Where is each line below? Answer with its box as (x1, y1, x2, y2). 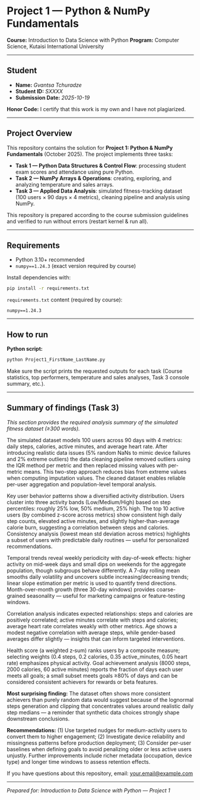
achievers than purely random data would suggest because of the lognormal (7, 696, 194, 703)
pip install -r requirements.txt (7, 285, 90, 292)
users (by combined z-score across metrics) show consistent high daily (7, 511, 182, 518)
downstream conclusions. (7, 715, 70, 722)
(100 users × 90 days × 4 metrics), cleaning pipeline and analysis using (15, 193, 190, 200)
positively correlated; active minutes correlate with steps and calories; (7, 616, 179, 623)
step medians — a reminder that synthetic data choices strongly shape (7, 708, 180, 716)
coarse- (156, 585, 176, 593)
